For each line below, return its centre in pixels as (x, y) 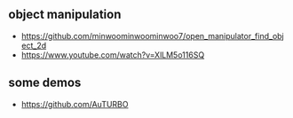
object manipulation (65, 15)
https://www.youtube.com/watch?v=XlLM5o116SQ (113, 55)
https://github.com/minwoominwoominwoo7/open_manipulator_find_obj (153, 35)
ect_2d (34, 45)
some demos (45, 83)
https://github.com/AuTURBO (75, 104)
